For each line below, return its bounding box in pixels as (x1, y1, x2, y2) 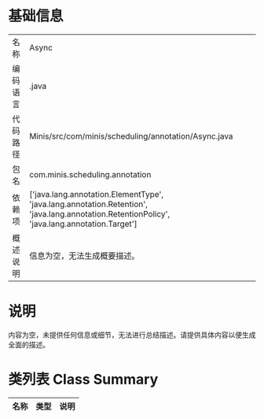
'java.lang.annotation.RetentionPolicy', (29, 208, 170, 219)
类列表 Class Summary (8, 371, 159, 388)
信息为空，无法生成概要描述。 (29, 250, 140, 261)
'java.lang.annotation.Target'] (29, 218, 137, 229)
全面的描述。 (8, 339, 49, 349)
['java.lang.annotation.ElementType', (29, 188, 164, 199)
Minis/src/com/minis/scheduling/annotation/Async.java (29, 131, 233, 142)
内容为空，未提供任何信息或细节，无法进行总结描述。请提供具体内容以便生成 (8, 330, 256, 339)
